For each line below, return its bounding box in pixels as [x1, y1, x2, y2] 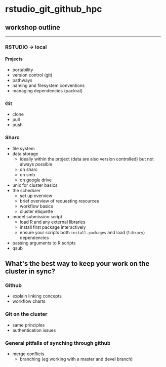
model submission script [12, 213, 63, 219]
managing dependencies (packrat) [12, 88, 83, 94]
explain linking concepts [12, 293, 62, 299]
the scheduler [12, 187, 41, 193]
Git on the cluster [5, 311, 48, 318]
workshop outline [5, 23, 61, 32]
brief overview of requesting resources [19, 198, 99, 204]
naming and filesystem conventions [12, 82, 85, 88]
